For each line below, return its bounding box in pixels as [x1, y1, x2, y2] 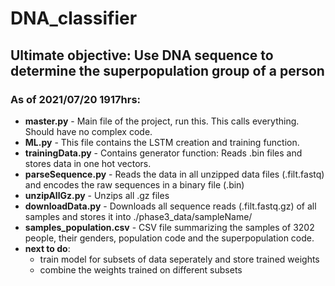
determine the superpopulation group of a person [10, 62, 325, 79]
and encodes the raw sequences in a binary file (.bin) [24, 178, 245, 191]
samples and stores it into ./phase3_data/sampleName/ [24, 210, 253, 222]
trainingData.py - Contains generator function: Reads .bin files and [24, 147, 303, 159]
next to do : [24, 242, 71, 254]
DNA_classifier [10, 7, 138, 30]
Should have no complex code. [24, 125, 153, 137]
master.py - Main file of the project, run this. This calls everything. [24, 115, 300, 127]
